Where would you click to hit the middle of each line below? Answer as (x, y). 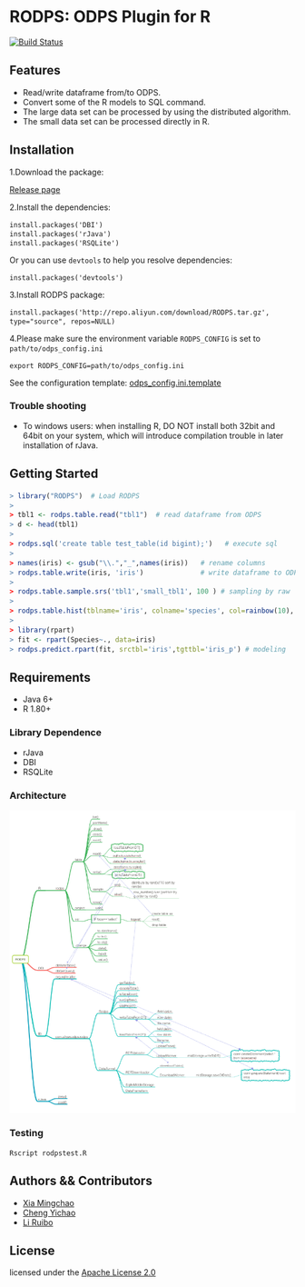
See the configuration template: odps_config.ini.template (115, 383)
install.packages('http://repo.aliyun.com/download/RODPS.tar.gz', (140, 312)
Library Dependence (55, 733)
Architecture (38, 795)
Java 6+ (38, 699)
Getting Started (54, 474)
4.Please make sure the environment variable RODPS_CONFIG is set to (135, 338)
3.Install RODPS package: (57, 294)
